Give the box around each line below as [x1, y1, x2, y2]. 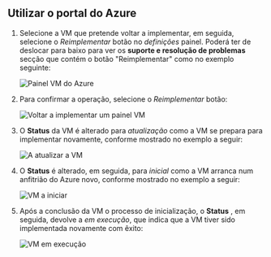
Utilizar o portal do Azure [7, 7, 137, 20]
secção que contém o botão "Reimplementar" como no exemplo [19, 54, 234, 63]
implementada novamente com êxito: [19, 223, 144, 233]
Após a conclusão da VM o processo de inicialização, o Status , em [19, 206, 246, 216]
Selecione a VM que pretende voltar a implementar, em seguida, [19, 28, 234, 37]
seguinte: [19, 63, 51, 72]
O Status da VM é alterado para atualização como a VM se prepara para [19, 125, 263, 135]
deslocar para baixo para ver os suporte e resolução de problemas [19, 45, 246, 55]
